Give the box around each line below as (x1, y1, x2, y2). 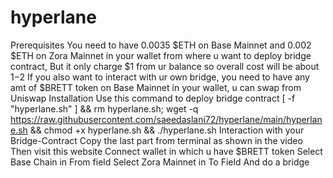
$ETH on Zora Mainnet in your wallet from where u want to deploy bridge (10, 49, 312, 61)
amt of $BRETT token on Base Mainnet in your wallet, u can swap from (10, 81, 302, 93)
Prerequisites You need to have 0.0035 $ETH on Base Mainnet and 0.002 (10, 39, 312, 51)
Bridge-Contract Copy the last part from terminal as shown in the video (10, 134, 303, 146)
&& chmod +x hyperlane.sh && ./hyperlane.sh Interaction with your (29, 124, 305, 136)
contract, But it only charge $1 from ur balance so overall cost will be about (10, 60, 320, 72)
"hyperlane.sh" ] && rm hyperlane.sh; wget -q (10, 102, 199, 115)
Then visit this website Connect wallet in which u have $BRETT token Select (10, 145, 323, 157)
